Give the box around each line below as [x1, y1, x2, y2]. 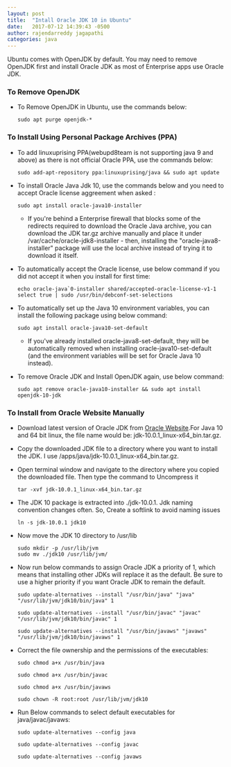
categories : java [7, 36, 58, 43]
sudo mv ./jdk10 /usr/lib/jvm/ [17, 551, 108, 558]
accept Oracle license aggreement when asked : [17, 188, 156, 197]
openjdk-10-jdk [17, 392, 62, 399]
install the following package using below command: [17, 311, 168, 320]
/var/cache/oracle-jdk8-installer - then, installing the [27, 236, 178, 245]
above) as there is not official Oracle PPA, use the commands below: [17, 156, 213, 164]
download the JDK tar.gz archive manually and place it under [27, 229, 203, 237]
